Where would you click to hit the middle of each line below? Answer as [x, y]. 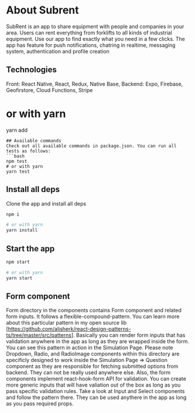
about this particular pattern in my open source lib [66, 323]
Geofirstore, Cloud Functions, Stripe [49, 90]
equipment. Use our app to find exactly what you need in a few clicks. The [96, 39]
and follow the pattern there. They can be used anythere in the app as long [96, 397]
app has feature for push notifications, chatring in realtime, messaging [91, 45]
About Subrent [42, 10]
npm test [17, 161]
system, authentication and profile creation [58, 51]
